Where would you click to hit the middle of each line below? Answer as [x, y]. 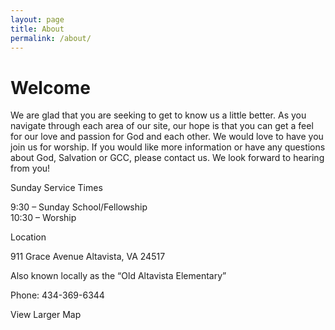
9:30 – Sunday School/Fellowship [79, 207]
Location [28, 237]
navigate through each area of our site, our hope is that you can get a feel [162, 126]
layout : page [37, 19]
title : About [37, 29]
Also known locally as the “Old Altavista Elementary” [118, 276]
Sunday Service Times [56, 188]
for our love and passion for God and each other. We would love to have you [167, 137]
